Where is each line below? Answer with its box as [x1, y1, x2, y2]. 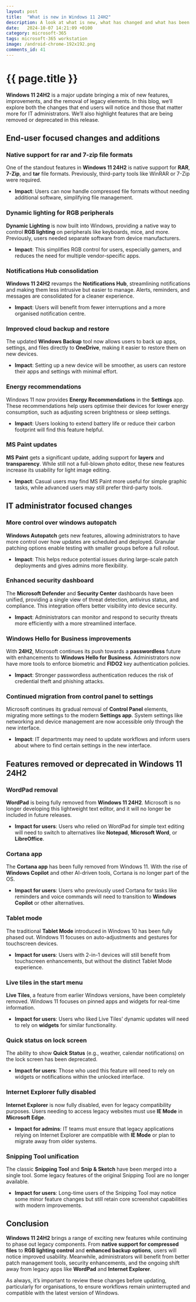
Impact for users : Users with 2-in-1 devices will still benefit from [14, 951, 171, 958]
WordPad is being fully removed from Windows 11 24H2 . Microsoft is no [6, 799, 181, 806]
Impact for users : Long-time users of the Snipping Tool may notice [14, 1189, 177, 1196]
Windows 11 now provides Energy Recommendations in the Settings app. [6, 396, 184, 403]
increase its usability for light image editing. [6, 466, 111, 473]
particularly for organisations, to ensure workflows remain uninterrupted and [6, 1283, 190, 1290]
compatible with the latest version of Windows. [6, 1289, 119, 1296]
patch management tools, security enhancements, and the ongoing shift [6, 1259, 180, 1266]
